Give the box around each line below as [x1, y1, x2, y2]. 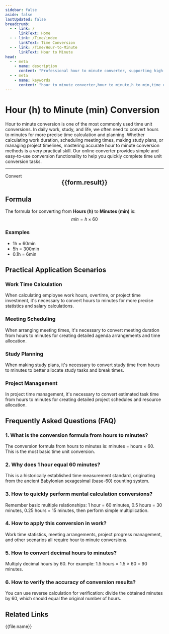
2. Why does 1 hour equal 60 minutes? [5, 461, 101, 468]
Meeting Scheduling [5, 316, 56, 323]
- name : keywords [14, 78, 51, 83]
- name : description [14, 64, 57, 69]
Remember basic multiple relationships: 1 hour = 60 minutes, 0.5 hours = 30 [5, 502, 162, 508]
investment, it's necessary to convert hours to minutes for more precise [5, 298, 153, 304]
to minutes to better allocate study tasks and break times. [5, 367, 124, 373]
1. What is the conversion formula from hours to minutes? [5, 432, 148, 439]
